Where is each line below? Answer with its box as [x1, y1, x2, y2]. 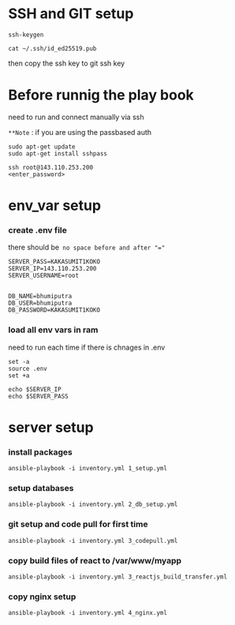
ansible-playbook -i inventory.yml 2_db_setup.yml [8, 500, 178, 509]
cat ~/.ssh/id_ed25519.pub [8, 44, 97, 52]
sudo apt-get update [8, 143, 76, 151]
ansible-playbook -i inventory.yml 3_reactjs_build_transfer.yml [8, 573, 227, 581]
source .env [8, 365, 47, 372]
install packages [8, 447, 73, 458]
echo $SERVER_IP [8, 385, 62, 393]
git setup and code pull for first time [8, 518, 148, 530]
